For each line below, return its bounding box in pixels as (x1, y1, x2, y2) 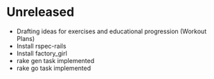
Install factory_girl (16, 49, 67, 58)
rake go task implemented (16, 64, 91, 72)
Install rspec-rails (16, 42, 66, 50)
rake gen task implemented (16, 56, 95, 64)
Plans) (16, 34, 35, 42)
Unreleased (6, 4, 75, 20)
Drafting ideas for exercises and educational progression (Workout (16, 27, 207, 35)
